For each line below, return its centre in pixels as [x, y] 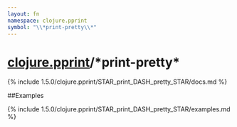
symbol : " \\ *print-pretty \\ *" [52, 27]
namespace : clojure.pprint [47, 21]
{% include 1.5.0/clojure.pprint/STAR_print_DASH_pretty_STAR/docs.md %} [117, 82]
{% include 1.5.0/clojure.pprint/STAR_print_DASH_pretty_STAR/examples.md [119, 109]
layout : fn [23, 14]
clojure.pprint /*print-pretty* [94, 62]
